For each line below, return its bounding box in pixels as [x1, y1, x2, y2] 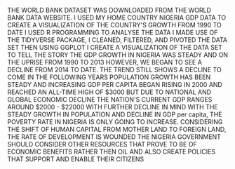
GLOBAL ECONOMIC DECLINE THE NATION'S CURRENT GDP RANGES [7, 95, 213, 104]
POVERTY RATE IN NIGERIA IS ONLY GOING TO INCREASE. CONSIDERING [7, 118, 223, 126]
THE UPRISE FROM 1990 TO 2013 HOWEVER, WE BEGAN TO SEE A [7, 58, 202, 66]
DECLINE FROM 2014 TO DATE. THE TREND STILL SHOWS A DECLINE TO [7, 66, 222, 74]
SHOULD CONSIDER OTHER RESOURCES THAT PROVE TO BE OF [7, 140, 198, 148]
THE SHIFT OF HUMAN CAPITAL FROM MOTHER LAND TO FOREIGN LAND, [7, 126, 227, 133]
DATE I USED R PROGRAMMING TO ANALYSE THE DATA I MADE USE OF [7, 28, 218, 36]
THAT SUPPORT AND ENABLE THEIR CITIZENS [7, 155, 145, 163]
